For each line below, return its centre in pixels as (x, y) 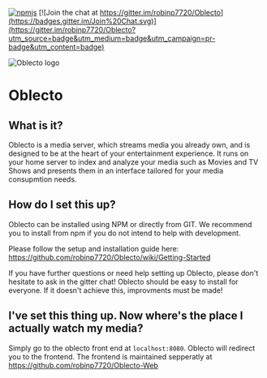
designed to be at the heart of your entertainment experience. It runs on (129, 153)
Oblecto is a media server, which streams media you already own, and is (129, 145)
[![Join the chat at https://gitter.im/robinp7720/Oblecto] (131, 13)
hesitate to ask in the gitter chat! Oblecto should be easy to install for (123, 281)
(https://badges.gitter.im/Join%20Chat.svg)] (82, 21)
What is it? (36, 125)
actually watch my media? (76, 329)
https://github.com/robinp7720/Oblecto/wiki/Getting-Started (110, 257)
